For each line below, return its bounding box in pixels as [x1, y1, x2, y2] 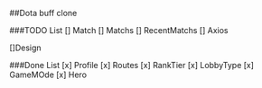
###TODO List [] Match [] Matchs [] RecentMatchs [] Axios [9, 25, 229, 35]
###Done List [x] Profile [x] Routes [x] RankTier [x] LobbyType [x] [9, 60, 255, 70]
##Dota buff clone [9, 8, 78, 18]
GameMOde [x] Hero [9, 69, 88, 80]
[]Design [9, 42, 42, 53]
